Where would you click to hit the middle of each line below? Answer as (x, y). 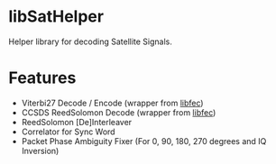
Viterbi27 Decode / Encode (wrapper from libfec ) (112, 103)
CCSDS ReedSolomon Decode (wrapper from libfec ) (119, 112)
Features (42, 78)
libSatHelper (56, 17)
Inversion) (40, 150)
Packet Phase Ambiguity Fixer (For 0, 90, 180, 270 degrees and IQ (144, 141)
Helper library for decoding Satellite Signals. (91, 41)
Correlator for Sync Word (68, 132)
